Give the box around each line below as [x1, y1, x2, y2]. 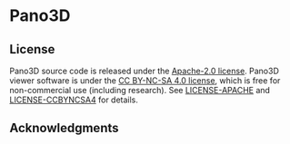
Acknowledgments [9, 120, 120, 136]
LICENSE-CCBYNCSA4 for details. [9, 94, 139, 105]
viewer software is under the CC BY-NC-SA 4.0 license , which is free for [9, 75, 281, 86]
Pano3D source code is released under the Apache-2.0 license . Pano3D [9, 65, 279, 76]
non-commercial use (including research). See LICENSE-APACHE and [9, 85, 271, 95]
